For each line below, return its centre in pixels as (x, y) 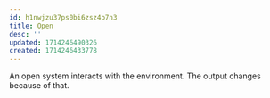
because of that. (39, 86)
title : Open (31, 26)
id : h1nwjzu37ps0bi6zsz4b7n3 (63, 17)
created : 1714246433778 (53, 51)
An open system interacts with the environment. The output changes (135, 76)
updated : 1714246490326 (53, 42)
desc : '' (25, 34)
